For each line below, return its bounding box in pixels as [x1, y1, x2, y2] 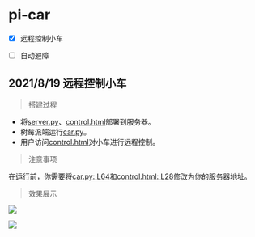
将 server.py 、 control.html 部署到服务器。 [19, 116, 155, 126]
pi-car [8, 6, 51, 24]
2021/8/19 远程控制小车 [8, 77, 127, 91]
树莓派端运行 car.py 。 [19, 127, 91, 137]
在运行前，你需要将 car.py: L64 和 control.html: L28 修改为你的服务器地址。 [8, 171, 252, 181]
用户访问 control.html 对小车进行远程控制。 [19, 137, 160, 146]
